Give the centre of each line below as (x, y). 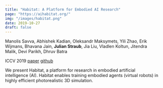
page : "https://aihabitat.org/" (38, 14)
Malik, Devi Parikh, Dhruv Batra (36, 52)
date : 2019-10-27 (23, 23)
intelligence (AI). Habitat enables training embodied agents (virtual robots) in (82, 75)
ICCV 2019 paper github (29, 61)
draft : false (18, 28)
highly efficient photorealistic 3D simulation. (49, 81)
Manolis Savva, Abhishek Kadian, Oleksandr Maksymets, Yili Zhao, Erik (76, 41)
